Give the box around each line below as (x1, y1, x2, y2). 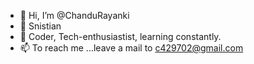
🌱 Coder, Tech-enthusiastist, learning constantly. (19, 31, 222, 42)
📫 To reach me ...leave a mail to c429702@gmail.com (19, 42, 244, 54)
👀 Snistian (19, 20, 62, 32)
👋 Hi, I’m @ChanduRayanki (19, 10, 130, 21)
